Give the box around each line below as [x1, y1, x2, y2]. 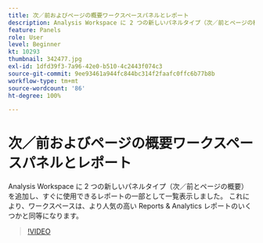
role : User [8, 33, 44, 42]
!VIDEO [27, 227, 51, 236]
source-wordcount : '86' [8, 84, 86, 92]
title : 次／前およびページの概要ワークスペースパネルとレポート [8, 11, 189, 20]
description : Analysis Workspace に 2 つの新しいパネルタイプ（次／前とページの [8, 19, 254, 27]
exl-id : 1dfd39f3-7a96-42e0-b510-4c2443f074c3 [8, 63, 163, 71]
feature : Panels [8, 26, 61, 34]
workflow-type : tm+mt [8, 77, 79, 85]
